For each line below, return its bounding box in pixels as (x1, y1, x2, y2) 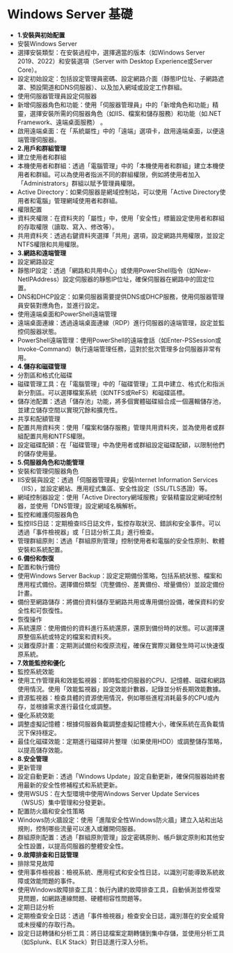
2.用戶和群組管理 (17, 144, 67, 152)
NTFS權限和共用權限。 (17, 240, 83, 248)
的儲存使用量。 (17, 449, 61, 458)
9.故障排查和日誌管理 (17, 850, 79, 859)
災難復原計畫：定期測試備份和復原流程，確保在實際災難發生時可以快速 (17, 641, 219, 650)
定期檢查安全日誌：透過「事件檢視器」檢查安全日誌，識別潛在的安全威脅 (17, 911, 225, 920)
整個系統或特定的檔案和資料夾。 (23, 632, 115, 640)
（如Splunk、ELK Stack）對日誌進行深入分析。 (17, 938, 152, 946)
